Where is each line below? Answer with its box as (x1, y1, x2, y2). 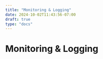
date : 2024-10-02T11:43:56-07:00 (5, 12, 76, 17)
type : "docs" (5, 21, 33, 27)
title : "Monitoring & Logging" (5, 7, 72, 13)
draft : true (5, 17, 30, 22)
